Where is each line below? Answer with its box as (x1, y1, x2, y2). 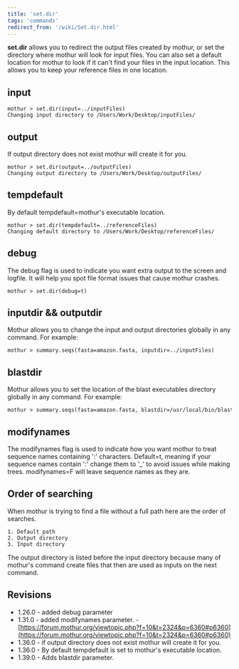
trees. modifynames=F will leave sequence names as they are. (7, 468, 191, 476)
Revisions (7, 589, 52, 601)
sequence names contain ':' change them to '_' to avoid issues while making (7, 460, 230, 468)
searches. (7, 514, 37, 523)
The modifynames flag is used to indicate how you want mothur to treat (7, 445, 217, 453)
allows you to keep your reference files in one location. (7, 65, 169, 75)
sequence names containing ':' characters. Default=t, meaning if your (7, 453, 211, 461)
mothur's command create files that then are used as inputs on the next (7, 560, 217, 569)
